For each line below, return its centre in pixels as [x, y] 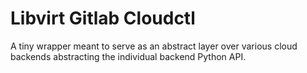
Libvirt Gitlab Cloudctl [103, 18]
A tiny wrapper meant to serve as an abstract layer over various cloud [154, 46]
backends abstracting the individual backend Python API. [128, 56]
